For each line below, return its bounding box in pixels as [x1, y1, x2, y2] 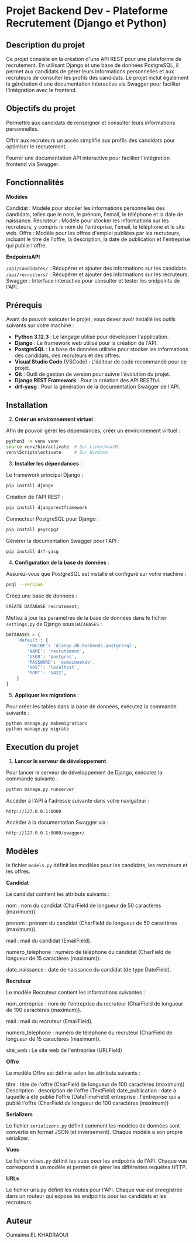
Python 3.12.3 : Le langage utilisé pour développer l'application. [14, 333, 169, 341]
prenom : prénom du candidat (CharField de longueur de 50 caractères [6, 919, 177, 927]
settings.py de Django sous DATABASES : [6, 620, 102, 628]
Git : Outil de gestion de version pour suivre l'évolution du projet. [14, 371, 171, 378]
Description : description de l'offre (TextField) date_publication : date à [6, 1087, 177, 1094]
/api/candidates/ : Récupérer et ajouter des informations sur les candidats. [6, 264, 188, 271]
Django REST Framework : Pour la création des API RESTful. [14, 377, 161, 384]
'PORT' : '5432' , [27, 670, 67, 676]
